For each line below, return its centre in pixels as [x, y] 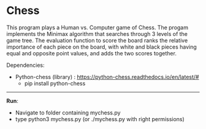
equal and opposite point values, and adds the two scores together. [91, 53]
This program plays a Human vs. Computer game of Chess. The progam [97, 27]
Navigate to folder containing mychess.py [68, 113]
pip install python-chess [55, 83]
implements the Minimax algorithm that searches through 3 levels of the [97, 33]
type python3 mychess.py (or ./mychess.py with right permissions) [100, 119]
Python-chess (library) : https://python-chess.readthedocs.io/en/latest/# [107, 77]
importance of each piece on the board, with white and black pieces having [102, 47]
